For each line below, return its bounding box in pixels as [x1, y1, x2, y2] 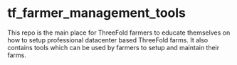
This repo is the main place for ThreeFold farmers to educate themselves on [7, 28, 231, 37]
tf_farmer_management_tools [7, 5, 186, 21]
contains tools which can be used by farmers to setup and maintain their [7, 43, 220, 52]
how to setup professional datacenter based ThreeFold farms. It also [7, 35, 209, 44]
